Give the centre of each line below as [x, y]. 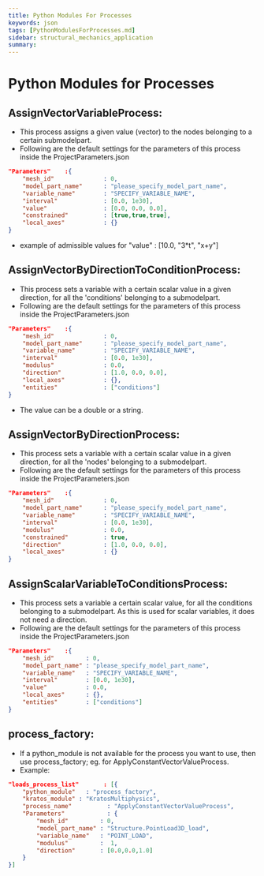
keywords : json [33, 23]
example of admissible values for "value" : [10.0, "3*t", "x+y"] [119, 245]
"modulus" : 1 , [77, 843]
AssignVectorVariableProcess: [86, 112]
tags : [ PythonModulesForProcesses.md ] [72, 30]
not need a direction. [53, 620]
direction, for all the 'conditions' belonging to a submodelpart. [120, 298]
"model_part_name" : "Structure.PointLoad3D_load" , [123, 828]
